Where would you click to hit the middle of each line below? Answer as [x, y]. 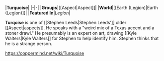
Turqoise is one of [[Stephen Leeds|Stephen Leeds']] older [66, 23]
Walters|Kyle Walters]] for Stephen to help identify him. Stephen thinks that [82, 38]
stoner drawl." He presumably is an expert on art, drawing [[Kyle [71, 33]
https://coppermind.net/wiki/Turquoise [45, 53]
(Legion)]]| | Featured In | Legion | [38, 13]
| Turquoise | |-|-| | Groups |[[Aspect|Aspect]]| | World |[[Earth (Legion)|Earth [82, 8]
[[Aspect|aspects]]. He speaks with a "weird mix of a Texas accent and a [80, 28]
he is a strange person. [29, 44]
